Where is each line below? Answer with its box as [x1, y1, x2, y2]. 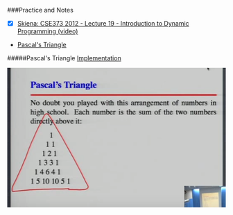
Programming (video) [17, 27, 78, 35]
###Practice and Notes [7, 6, 74, 14]
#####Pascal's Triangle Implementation [7, 54, 121, 62]
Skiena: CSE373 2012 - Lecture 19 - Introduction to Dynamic [17, 19, 189, 27]
